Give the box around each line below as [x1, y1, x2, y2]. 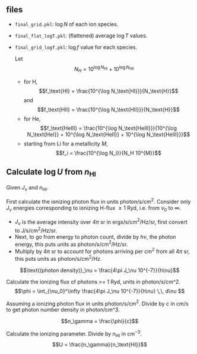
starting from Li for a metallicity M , [23, 140, 108, 147]
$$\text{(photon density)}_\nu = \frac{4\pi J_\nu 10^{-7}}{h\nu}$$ [20, 267, 180, 274]
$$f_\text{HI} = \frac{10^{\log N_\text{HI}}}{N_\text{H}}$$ [38, 87, 179, 94]
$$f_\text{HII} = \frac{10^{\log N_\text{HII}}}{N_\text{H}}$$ [37, 106, 180, 113]
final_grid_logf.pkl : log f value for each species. [14, 43, 138, 50]
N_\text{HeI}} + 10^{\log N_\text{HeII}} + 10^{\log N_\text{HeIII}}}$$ [27, 131, 190, 138]
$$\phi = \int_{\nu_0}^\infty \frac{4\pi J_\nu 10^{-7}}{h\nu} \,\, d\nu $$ [14, 287, 185, 295]
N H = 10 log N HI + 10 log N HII [74, 64, 135, 74]
